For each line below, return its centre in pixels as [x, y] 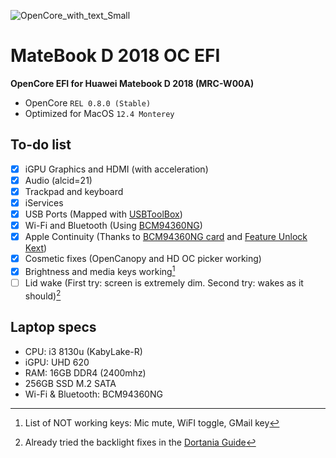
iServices [44, 202]
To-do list [41, 145]
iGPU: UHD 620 [57, 362]
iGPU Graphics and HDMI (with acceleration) [116, 169]
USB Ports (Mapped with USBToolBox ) [103, 214]
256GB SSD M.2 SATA [70, 383]
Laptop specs [53, 327]
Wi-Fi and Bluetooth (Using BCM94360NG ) [113, 226]
